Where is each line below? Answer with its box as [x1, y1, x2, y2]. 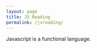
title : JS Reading [6, 14, 51, 20]
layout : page [6, 8, 38, 15]
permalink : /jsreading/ [6, 19, 64, 25]
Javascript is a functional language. [6, 36, 91, 43]
